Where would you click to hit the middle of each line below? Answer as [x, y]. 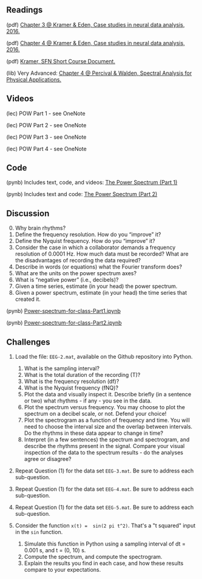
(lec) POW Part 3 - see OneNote [46, 137]
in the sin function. [39, 532]
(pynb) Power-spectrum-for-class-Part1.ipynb [64, 311]
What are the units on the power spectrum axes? [76, 273]
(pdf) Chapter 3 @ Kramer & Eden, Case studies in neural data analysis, [96, 24]
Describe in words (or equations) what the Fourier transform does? [99, 267]
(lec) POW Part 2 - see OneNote [46, 125]
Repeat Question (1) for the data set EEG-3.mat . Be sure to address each [104, 471]
